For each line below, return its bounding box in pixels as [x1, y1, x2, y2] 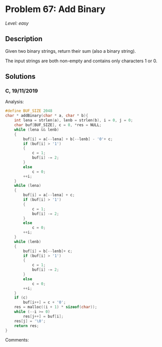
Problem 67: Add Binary [5, 4, 106, 15]
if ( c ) [14, 295, 28, 300]
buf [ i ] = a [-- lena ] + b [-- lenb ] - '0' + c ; [23, 137, 113, 142]
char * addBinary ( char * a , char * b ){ [5, 113, 88, 119]
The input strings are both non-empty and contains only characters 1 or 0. [5, 58, 157, 64]
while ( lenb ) [14, 239, 41, 244]
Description [5, 35, 42, 43]
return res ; [14, 323, 39, 328]
